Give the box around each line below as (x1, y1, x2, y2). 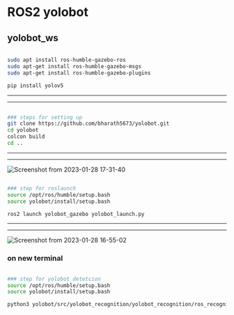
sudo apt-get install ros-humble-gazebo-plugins (7, 69, 151, 77)
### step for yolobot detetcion (7, 275, 101, 282)
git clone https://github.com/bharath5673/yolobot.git (7, 120, 170, 128)
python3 (7, 301, 30, 308)
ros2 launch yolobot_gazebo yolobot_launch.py (7, 210, 145, 217)
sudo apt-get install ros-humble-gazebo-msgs (7, 63, 141, 70)
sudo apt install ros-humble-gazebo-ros (7, 56, 127, 63)
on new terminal (7, 254, 63, 263)
